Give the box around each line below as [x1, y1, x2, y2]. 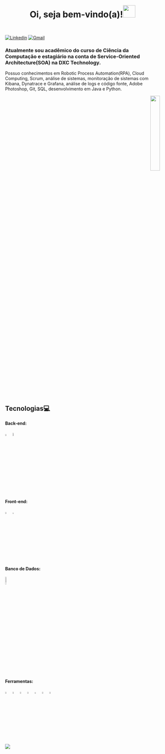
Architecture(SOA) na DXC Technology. [5, 59, 101, 66]
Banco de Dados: [5, 565, 41, 571]
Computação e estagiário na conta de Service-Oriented [5, 53, 140, 60]
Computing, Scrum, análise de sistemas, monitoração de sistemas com [5, 76, 149, 81]
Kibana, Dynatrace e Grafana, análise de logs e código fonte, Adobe [5, 81, 143, 87]
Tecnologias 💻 [5, 404, 51, 412]
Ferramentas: [5, 678, 33, 684]
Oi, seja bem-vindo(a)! [29, 9, 123, 20]
